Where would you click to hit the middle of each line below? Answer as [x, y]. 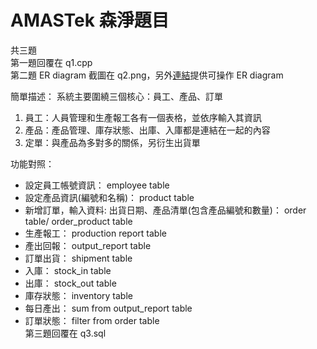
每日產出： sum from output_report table [108, 308]
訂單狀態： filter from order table [92, 320]
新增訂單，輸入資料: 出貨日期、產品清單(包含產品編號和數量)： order [165, 210]
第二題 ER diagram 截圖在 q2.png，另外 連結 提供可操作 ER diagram [147, 75]
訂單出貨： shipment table [78, 258]
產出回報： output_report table [88, 245]
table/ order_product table [78, 221]
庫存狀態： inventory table [78, 295]
